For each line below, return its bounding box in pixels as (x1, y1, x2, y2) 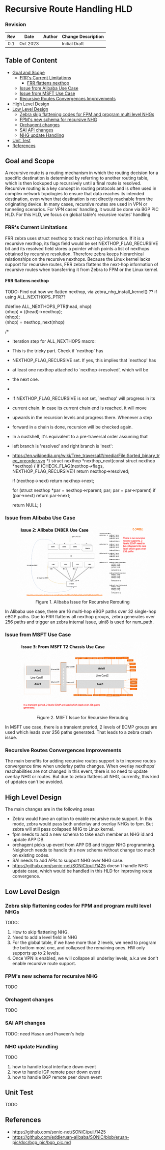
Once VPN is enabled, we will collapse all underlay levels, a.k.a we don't (12, 955, 159, 961)
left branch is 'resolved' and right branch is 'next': (12, 443, 113, 449)
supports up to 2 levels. (12, 950, 60, 956)
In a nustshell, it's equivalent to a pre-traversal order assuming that (12, 433, 148, 439)
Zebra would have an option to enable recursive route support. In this (12, 816, 152, 822)
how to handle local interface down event (12, 1064, 96, 1070)
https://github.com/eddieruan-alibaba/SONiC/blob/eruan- (12, 1134, 129, 1140)
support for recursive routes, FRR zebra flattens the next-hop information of (5, 261, 159, 267)
